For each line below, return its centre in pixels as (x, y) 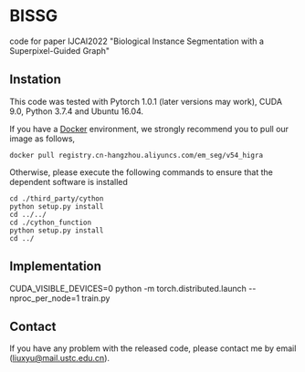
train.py (96, 298)
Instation (36, 80)
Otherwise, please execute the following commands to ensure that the (142, 172)
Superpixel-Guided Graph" (60, 50)
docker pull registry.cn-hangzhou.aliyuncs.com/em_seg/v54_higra (136, 155)
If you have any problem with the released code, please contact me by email (153, 348)
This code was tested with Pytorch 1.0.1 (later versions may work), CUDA (146, 101)
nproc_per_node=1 (45, 298)
